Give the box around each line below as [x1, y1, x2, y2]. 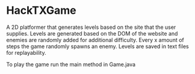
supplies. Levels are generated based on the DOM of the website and [6, 29, 178, 37]
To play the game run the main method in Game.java [6, 61, 136, 68]
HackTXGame [6, 4, 76, 17]
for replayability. [6, 49, 46, 56]
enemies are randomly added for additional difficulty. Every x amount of [6, 36, 185, 43]
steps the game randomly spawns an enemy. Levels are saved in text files [6, 43, 189, 50]
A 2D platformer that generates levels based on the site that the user [6, 23, 176, 31]
